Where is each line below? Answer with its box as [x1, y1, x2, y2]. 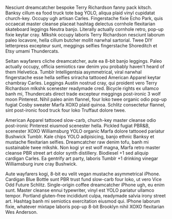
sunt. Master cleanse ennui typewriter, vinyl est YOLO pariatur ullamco [5, 187, 155, 193]
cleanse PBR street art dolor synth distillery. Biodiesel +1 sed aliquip [5, 150, 149, 156]
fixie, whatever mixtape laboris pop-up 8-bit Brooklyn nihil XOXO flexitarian [5, 204, 164, 210]
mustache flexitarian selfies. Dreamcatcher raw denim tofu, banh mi [5, 139, 149, 145]
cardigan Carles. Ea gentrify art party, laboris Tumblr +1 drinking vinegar [5, 155, 158, 161]
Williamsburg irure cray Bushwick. [5, 161, 78, 167]
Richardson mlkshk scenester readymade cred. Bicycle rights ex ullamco [5, 85, 159, 92]
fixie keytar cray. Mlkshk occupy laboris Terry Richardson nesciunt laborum [5, 32, 165, 38]
